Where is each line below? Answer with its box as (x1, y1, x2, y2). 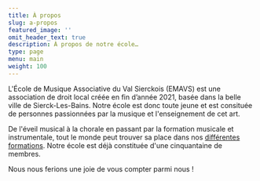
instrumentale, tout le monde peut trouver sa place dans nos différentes (8, 132, 240, 142)
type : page (8, 48, 44, 56)
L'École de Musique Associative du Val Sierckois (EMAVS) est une (8, 84, 222, 93)
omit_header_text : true (8, 33, 86, 42)
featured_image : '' (8, 26, 72, 34)
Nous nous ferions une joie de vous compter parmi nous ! (8, 164, 194, 173)
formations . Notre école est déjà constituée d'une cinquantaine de (8, 140, 222, 150)
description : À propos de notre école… (8, 41, 139, 49)
